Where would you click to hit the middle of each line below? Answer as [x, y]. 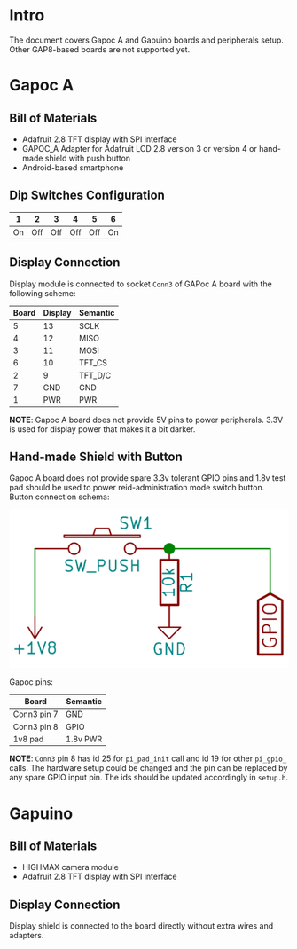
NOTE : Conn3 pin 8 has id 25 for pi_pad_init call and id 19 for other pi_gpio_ [148, 758]
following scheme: [43, 293]
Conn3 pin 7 [36, 714]
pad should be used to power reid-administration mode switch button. [137, 488]
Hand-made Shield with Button [96, 456]
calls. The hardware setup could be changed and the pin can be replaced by [148, 768]
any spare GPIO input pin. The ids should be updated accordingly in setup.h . [149, 778]
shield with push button [88, 158]
